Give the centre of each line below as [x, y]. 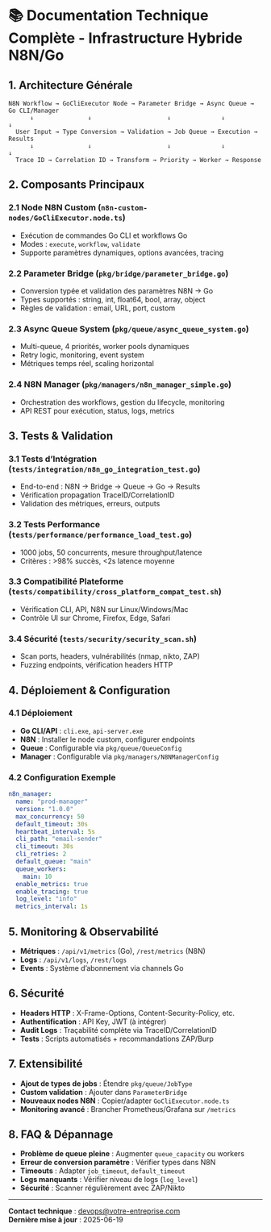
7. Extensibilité [46, 1064]
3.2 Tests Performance [54, 525]
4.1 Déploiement [40, 713]
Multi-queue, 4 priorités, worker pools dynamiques [104, 347]
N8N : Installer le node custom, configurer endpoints [107, 739]
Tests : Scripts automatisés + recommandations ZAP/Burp [117, 1038]
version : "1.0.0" [45, 809]
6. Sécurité [36, 994]
